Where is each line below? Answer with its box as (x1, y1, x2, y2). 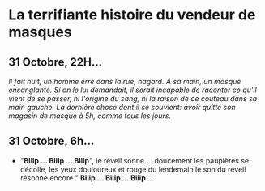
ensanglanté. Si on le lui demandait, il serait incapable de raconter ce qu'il (8, 85, 257, 95)
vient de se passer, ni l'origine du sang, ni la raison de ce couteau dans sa (8, 94, 258, 103)
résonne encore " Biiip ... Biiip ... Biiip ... (19, 172, 154, 183)
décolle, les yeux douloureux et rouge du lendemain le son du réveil (19, 164, 246, 174)
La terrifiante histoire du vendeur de (8, 6, 256, 24)
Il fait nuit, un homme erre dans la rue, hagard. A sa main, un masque (8, 77, 241, 86)
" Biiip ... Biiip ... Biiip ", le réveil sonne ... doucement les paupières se (19, 155, 250, 165)
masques (8, 23, 72, 41)
